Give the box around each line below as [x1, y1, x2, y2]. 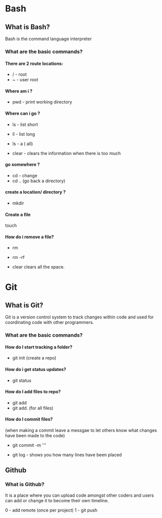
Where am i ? [5, 88, 33, 94]
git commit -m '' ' [12, 442, 46, 448]
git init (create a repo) [12, 355, 57, 361]
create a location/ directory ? [5, 189, 66, 195]
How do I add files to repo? [5, 389, 61, 395]
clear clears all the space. [12, 264, 65, 270]
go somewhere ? [5, 161, 40, 167]
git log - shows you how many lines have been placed [12, 452, 122, 458]
